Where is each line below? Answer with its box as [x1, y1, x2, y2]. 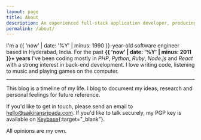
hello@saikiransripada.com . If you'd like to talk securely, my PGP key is [6, 109, 181, 117]
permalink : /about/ [6, 25, 55, 32]
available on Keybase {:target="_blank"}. [6, 115, 105, 123]
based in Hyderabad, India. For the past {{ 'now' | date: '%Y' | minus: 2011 [6, 49, 191, 56]
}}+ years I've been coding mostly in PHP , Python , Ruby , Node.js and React [6, 55, 193, 62]
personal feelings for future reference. [6, 91, 100, 99]
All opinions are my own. [6, 127, 67, 135]
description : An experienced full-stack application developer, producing [6, 20, 197, 26]
